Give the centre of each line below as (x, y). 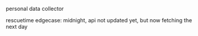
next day (17, 27)
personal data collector (35, 9)
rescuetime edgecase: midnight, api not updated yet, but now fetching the (99, 20)
